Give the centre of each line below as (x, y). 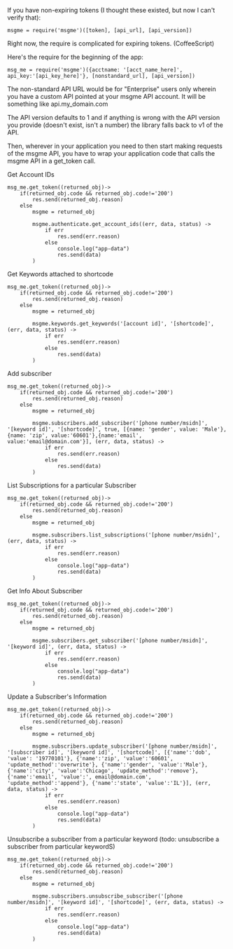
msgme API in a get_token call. (51, 161)
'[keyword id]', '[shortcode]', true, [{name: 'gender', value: (103, 429)
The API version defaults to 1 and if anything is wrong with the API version (114, 117)
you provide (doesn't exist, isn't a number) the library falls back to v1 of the (115, 125)
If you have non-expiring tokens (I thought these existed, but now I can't (111, 10)
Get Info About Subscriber (45, 591)
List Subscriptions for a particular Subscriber (72, 485)
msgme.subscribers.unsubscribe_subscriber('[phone (108, 896)
